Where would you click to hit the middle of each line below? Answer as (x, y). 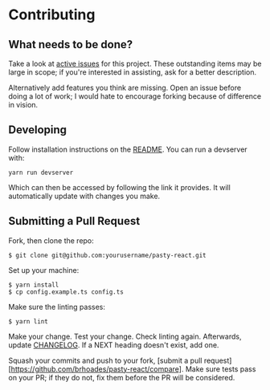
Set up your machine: (44, 270)
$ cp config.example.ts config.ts (66, 292)
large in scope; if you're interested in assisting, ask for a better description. (133, 72)
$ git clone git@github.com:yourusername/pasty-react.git (107, 255)
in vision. (23, 105)
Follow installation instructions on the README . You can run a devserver (128, 149)
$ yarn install (34, 285)
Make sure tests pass (221, 369)
